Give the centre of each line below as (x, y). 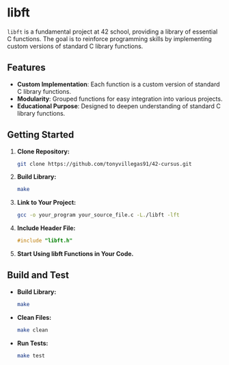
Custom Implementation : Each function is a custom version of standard (118, 84)
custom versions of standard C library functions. (75, 46)
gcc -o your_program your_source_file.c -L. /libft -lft (98, 215)
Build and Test (38, 275)
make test (31, 355)
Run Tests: (32, 343)
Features (26, 67)
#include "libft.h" (45, 241)
